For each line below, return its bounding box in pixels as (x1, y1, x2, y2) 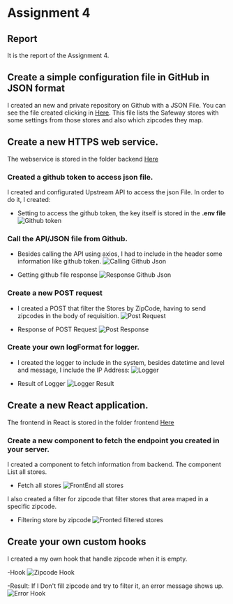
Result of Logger (17, 379, 66, 387)
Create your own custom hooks (7, 536, 146, 548)
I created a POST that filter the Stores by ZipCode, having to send (17, 304, 206, 312)
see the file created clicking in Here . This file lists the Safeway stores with (7, 108, 219, 117)
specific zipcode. (7, 502, 57, 510)
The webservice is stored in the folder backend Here (7, 154, 159, 163)
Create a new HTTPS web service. (7, 136, 159, 148)
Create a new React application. (7, 400, 149, 412)
